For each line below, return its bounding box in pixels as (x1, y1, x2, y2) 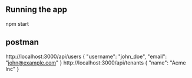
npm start (5, 20, 29, 27)
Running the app (5, 5, 67, 15)
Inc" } (5, 65, 19, 72)
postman (5, 38, 39, 48)
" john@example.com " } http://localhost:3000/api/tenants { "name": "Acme (5, 59, 186, 66)
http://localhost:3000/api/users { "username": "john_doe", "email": (5, 53, 167, 60)
